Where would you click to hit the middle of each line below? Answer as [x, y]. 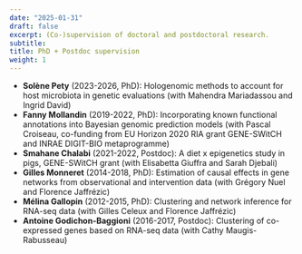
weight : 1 [28, 60]
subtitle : [28, 43]
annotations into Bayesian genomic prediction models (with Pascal [146, 124]
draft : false [34, 26]
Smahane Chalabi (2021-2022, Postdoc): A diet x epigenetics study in [154, 153]
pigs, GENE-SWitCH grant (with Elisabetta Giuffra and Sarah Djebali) [150, 163]
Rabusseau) [45, 240]
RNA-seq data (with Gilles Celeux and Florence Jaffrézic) [129, 211]
